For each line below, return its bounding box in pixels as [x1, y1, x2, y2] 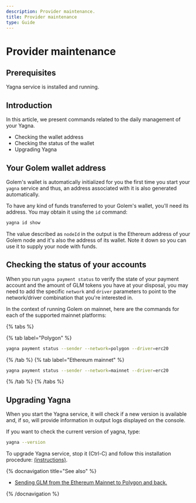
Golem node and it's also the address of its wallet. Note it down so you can [6, 237, 187, 244]
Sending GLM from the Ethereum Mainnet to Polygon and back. [14, 479, 168, 486]
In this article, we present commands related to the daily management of [6, 116, 181, 123]
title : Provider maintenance [6, 14, 77, 20]
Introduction [6, 100, 53, 110]
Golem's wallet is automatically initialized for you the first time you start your [6, 179, 190, 185]
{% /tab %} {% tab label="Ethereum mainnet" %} [6, 356, 125, 363]
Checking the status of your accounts [6, 260, 147, 270]
